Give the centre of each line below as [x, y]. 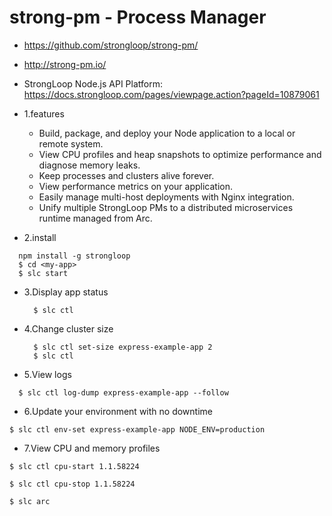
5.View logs [47, 374]
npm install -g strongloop [74, 256]
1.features [44, 113]
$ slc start [43, 273]
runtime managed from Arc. [95, 218]
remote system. [71, 143]
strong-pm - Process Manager [138, 17]
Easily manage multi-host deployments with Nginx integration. [166, 197]
